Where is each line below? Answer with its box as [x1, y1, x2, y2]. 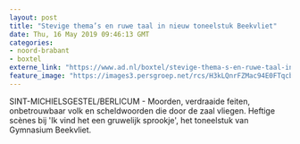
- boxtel [9, 55, 42, 64]
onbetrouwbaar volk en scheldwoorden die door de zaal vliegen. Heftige [9, 105, 275, 116]
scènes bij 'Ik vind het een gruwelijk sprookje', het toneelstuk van [9, 114, 249, 125]
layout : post [9, 13, 58, 22]
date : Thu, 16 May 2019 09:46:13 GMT [9, 30, 150, 38]
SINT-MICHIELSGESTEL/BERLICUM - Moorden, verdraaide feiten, [9, 96, 251, 106]
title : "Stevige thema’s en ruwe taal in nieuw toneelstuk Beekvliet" [9, 21, 278, 30]
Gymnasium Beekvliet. [9, 124, 92, 135]
